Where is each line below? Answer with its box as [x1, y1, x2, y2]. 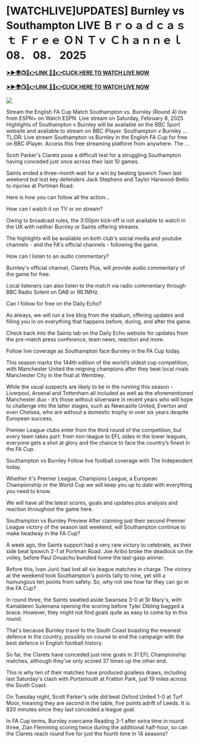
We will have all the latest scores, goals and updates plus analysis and [6, 499, 178, 506]
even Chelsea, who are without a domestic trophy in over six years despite [6, 408, 189, 415]
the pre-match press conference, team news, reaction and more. [6, 335, 165, 343]
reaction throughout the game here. [6, 505, 93, 513]
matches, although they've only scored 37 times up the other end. [6, 657, 168, 664]
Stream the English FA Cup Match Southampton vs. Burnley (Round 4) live [6, 108, 187, 115]
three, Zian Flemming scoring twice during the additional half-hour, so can [6, 723, 188, 730]
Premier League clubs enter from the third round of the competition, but [6, 426, 182, 433]
